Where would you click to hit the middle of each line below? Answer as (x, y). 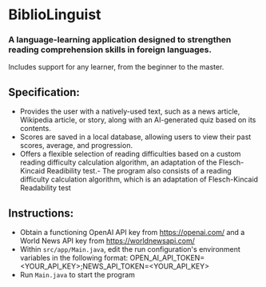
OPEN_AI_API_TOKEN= (167, 258)
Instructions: (41, 213)
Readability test (46, 188)
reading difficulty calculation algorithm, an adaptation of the (118, 162)
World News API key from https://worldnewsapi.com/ (107, 241)
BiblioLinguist (55, 15)
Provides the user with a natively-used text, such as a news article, (130, 112)
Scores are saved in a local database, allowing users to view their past (135, 137)
